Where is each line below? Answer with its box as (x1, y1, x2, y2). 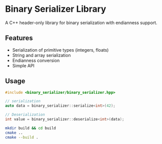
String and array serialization (12, 52, 71, 58)
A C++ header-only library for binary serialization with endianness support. (5, 20, 158, 26)
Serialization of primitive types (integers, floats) (12, 47, 109, 53)
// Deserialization (5, 112, 45, 117)
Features (5, 34, 33, 42)
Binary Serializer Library (5, 3, 106, 15)
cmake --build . (5, 135, 38, 140)
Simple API (12, 62, 34, 68)
